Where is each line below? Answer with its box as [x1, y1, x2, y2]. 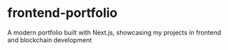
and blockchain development [7, 35, 92, 44]
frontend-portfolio [7, 5, 118, 21]
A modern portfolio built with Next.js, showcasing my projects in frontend [7, 28, 222, 37]
